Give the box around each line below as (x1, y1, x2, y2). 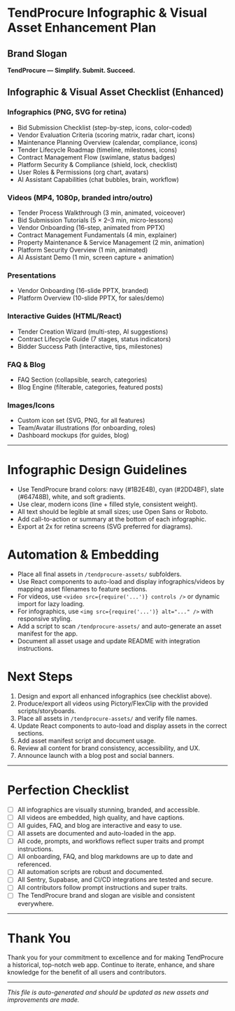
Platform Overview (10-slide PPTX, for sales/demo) (17, 294, 164, 302)
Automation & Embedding (7, 547, 159, 563)
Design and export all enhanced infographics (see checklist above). (17, 691, 212, 700)
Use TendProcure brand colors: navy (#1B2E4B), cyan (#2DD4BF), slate (17, 485, 225, 494)
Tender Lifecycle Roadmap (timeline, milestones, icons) (17, 145, 178, 154)
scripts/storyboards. (17, 706, 77, 715)
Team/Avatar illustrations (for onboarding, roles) (17, 424, 156, 432)
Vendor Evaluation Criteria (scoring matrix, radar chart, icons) (17, 131, 195, 139)
